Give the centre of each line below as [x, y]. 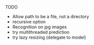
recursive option [29, 22]
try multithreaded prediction [41, 32]
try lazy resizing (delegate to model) [49, 37]
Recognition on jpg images [39, 27]
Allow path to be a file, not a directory [50, 16]
